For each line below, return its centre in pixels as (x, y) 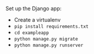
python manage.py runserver (48, 45)
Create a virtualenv (37, 20)
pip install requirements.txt (51, 26)
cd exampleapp (31, 33)
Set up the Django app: (33, 9)
